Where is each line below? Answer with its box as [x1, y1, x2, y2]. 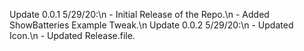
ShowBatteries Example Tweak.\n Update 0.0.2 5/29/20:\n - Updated [9, 19, 294, 31]
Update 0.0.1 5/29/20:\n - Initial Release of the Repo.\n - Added [9, 9, 270, 20]
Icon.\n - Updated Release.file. [9, 30, 136, 41]
